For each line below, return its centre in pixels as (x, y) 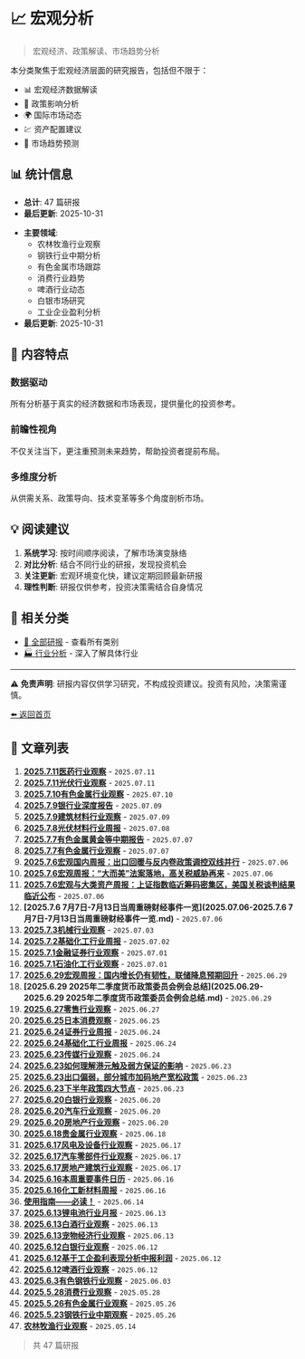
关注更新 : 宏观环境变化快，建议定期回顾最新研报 (113, 575)
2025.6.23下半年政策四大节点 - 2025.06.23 (104, 1088)
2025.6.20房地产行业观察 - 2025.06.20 (96, 1123)
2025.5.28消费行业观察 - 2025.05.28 (92, 1292)
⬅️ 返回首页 (31, 714)
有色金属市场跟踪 (69, 266)
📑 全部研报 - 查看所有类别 (71, 641)
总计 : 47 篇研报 (52, 202)
